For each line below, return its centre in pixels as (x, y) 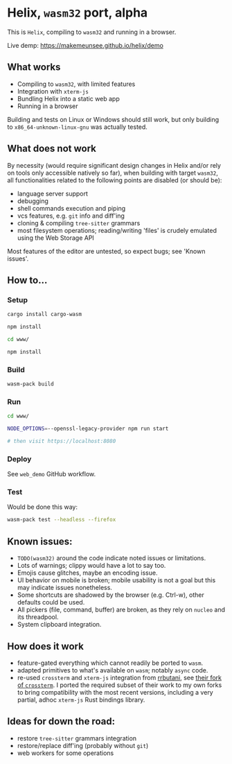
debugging (33, 201)
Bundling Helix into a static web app (68, 98)
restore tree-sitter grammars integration (77, 738)
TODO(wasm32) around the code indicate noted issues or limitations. (111, 558)
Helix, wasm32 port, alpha (78, 13)
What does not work (52, 149)
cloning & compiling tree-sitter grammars (79, 223)
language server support (53, 193)
